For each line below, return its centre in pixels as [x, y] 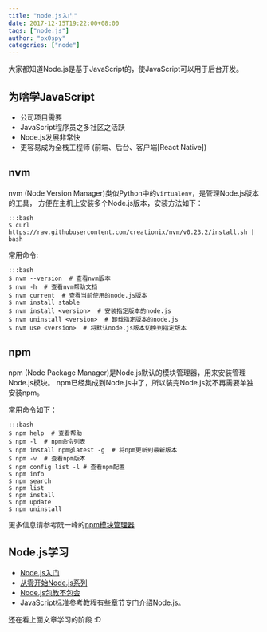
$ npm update [30, 502]
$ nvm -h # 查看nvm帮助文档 [53, 287]
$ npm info [26, 474]
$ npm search [30, 481]
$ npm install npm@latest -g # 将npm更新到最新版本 [93, 450]
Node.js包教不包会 [50, 593]
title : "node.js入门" [43, 16]
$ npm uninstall [35, 509]
